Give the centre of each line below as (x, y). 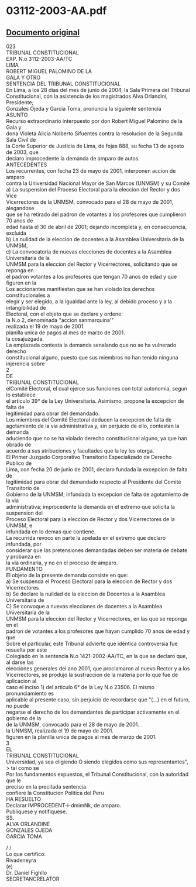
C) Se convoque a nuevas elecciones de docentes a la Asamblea (84, 606)
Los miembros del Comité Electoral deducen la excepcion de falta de (89, 419)
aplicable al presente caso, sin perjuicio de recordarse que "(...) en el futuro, (98, 700)
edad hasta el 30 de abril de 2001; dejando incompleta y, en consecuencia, (97, 227)
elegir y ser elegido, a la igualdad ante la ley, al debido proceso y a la (89, 302)
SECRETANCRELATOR (33, 879)
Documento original (43, 32)
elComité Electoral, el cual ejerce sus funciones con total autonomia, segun (97, 388)
